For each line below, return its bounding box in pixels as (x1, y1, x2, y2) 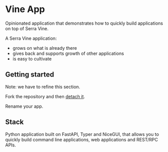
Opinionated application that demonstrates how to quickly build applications (5, 20, 163, 26)
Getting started (5, 70, 54, 79)
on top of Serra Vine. (5, 25, 49, 31)
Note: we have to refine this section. (5, 84, 81, 90)
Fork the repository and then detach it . (5, 93, 85, 99)
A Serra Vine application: (5, 35, 57, 41)
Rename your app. (5, 103, 43, 109)
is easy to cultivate (12, 55, 52, 61)
